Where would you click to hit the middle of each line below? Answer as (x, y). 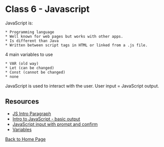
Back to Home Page (26, 139)
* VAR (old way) (22, 63)
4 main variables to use (29, 54)
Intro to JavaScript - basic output (46, 119)
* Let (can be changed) (30, 68)
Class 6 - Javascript (47, 9)
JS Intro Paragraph (32, 114)
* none (12, 76)
